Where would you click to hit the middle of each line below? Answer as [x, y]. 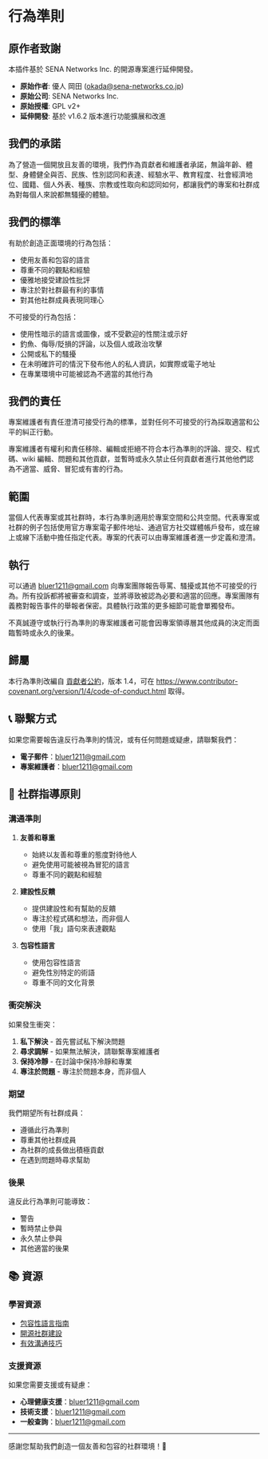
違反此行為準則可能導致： [50, 1202]
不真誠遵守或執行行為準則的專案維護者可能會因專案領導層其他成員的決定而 [130, 623]
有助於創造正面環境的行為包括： [61, 243]
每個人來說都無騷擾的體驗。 [67, 194]
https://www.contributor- [197, 681]
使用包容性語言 [56, 963]
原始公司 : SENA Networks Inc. [69, 96]
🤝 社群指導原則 [45, 794]
